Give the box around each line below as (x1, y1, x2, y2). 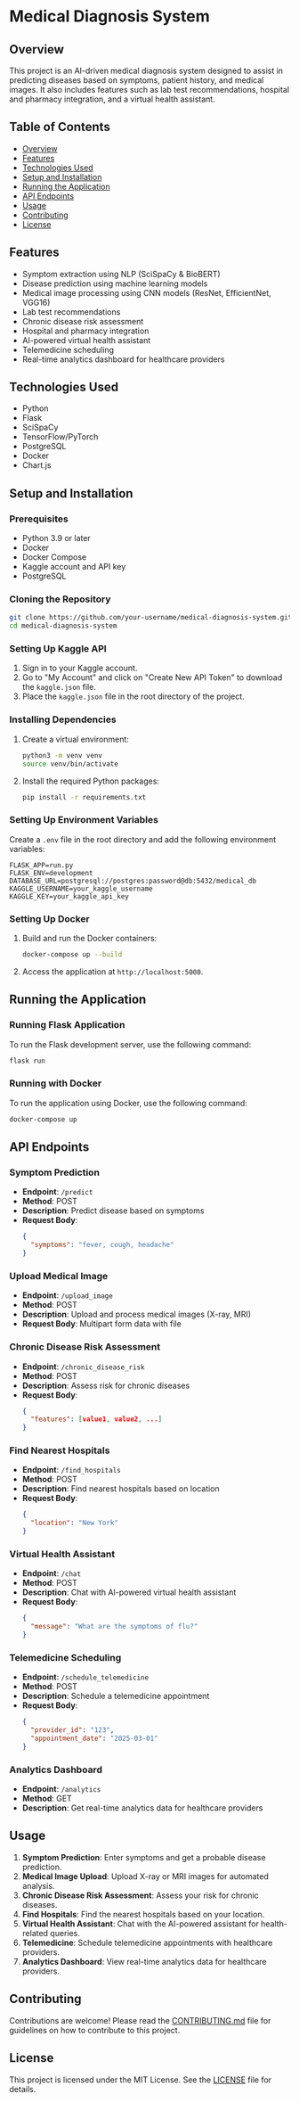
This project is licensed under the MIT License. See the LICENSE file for (9, 2074, 272, 2085)
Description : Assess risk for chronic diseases (21, 1380, 190, 1391)
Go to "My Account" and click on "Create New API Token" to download (21, 672, 283, 683)
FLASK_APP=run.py (9, 860, 74, 870)
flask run (9, 1056, 46, 1065)
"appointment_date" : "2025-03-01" (30, 1734, 158, 1744)
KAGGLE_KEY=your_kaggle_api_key (9, 891, 129, 901)
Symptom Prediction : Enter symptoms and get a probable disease (21, 1852, 266, 1862)
